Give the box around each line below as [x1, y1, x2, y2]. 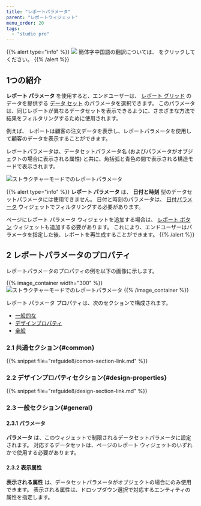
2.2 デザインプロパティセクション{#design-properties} [6, 373, 167, 382]
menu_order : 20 [6, 20, 44, 26]
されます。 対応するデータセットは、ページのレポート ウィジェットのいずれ [6, 442, 193, 449]
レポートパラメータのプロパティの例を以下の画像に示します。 [6, 267, 158, 274]
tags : [6, 25, 20, 32]
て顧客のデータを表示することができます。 [6, 134, 111, 142]
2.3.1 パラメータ [6, 420, 46, 427]
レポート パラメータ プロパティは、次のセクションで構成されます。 [6, 299, 172, 306]
